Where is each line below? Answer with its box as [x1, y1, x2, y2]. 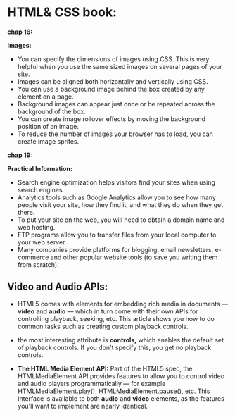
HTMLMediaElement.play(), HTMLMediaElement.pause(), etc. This [17, 387, 210, 395]
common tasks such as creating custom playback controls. [17, 322, 189, 330]
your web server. [17, 237, 67, 247]
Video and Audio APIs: [7, 281, 108, 293]
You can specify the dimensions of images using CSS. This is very [17, 54, 210, 63]
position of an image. [17, 122, 79, 130]
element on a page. [17, 92, 74, 101]
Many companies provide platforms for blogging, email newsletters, [17, 245, 214, 254]
